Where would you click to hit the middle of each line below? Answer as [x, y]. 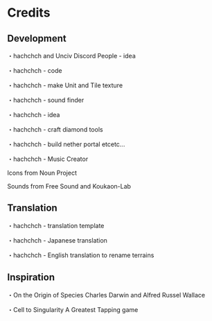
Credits [29, 13]
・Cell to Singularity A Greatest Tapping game [73, 309]
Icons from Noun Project [42, 173]
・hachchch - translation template [56, 225]
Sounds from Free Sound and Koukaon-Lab [69, 186]
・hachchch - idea [34, 115]
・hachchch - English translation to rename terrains [81, 255]
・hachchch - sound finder [46, 100]
